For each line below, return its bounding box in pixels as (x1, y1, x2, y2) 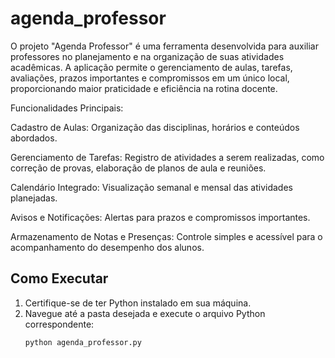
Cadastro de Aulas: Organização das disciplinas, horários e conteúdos (10, 121, 300, 133)
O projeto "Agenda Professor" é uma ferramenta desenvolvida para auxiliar (10, 40, 319, 52)
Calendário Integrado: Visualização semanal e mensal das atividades (10, 181, 293, 193)
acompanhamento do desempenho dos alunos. (10, 241, 205, 253)
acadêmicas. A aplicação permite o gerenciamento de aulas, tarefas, (10, 61, 293, 73)
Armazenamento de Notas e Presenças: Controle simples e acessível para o (10, 230, 323, 242)
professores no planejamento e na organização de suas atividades (10, 50, 285, 62)
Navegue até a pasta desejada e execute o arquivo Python (24, 307, 266, 319)
